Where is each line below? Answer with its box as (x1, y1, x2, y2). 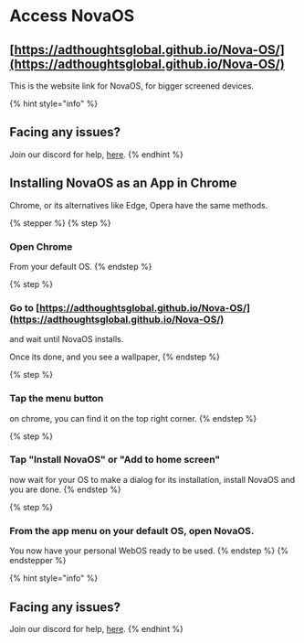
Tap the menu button (9, 392, 104, 405)
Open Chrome (9, 240, 73, 252)
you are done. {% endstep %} (9, 484, 121, 495)
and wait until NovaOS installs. (9, 334, 124, 345)
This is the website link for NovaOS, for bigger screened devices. (9, 80, 254, 91)
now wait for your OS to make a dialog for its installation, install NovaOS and (9, 474, 296, 485)
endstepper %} (9, 555, 67, 566)
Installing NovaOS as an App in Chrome (9, 176, 237, 191)
